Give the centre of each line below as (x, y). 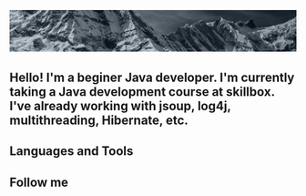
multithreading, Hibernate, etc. (99, 120)
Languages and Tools (71, 151)
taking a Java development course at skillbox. (142, 92)
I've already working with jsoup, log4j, (120, 106)
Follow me (39, 182)
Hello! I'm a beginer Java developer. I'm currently (152, 77)
